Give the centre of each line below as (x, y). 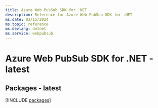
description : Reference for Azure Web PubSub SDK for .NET (69, 15)
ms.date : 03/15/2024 (27, 19)
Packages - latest (33, 88)
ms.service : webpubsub (29, 33)
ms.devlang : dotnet (26, 29)
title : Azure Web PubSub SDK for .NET (46, 10)
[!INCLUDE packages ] (28, 100)
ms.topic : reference (27, 24)
